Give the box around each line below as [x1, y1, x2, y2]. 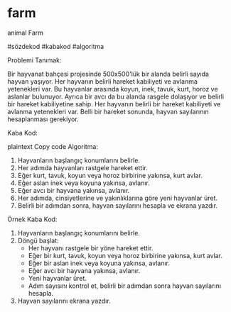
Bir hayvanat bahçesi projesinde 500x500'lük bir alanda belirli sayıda [7, 69, 210, 78]
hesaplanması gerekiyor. [7, 115, 80, 123]
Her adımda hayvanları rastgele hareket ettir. [17, 163, 148, 172]
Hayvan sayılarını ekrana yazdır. [17, 296, 112, 305]
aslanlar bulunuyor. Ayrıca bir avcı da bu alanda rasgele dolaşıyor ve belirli [7, 92, 225, 101]
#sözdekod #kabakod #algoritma [7, 42, 104, 50]
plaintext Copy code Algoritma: [7, 142, 98, 150]
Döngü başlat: [17, 236, 59, 245]
